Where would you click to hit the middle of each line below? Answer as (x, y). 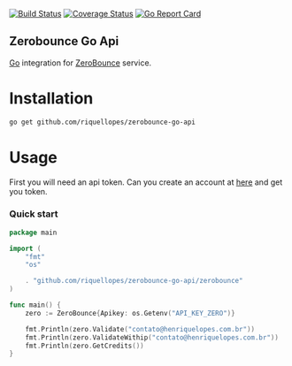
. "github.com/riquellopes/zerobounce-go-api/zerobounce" (134, 281)
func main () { (35, 305)
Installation (51, 98)
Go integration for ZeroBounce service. (81, 63)
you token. (28, 191)
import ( (25, 248)
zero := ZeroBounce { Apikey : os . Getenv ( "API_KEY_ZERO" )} (131, 313)
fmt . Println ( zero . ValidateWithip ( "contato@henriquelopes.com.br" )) (152, 337)
